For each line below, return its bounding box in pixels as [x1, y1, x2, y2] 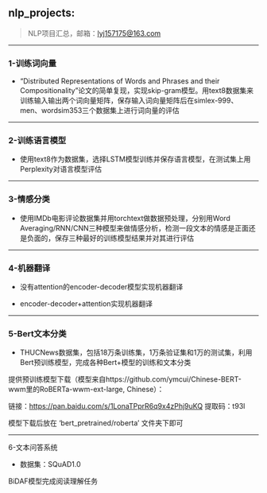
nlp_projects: [8, 6, 75, 20]
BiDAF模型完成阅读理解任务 [8, 476, 99, 486]
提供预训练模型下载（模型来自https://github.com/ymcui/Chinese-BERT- [8, 375, 242, 384]
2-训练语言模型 [8, 135, 67, 146]
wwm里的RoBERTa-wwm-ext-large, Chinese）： [8, 385, 164, 394]
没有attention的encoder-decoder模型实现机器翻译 [19, 282, 184, 291]
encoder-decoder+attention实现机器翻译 [19, 299, 153, 309]
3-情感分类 [8, 194, 50, 205]
